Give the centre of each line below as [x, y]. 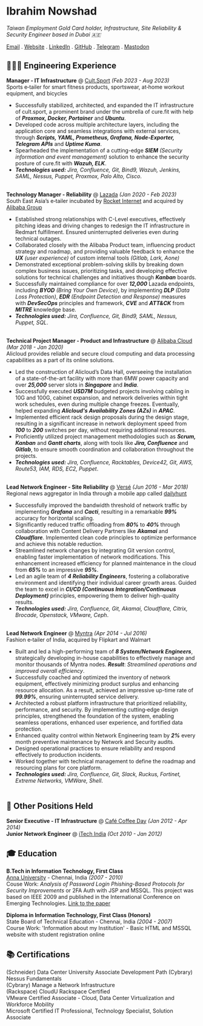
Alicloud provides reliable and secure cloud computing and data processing [101, 353]
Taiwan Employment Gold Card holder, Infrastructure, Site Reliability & [94, 28]
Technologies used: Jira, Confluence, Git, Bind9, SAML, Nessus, [96, 316]
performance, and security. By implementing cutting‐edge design [97, 709]
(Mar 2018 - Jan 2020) [35, 347]
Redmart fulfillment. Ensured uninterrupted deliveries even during [97, 232]
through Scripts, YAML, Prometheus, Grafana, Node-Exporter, [95, 137]
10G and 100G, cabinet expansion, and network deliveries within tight [101, 398]
